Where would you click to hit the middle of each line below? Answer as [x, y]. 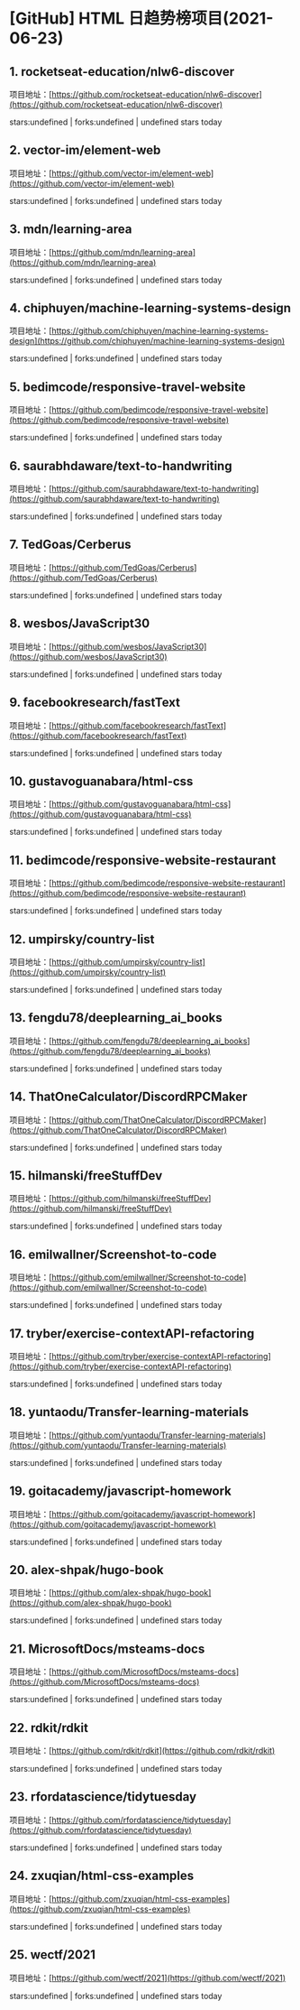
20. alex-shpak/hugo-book [86, 1570]
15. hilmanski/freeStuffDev [86, 1176]
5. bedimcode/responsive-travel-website [127, 387]
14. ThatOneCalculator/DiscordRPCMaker [128, 1097]
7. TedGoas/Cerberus [71, 545]
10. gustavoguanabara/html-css [101, 781]
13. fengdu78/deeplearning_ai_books [116, 1018]
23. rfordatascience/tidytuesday [103, 1797]
